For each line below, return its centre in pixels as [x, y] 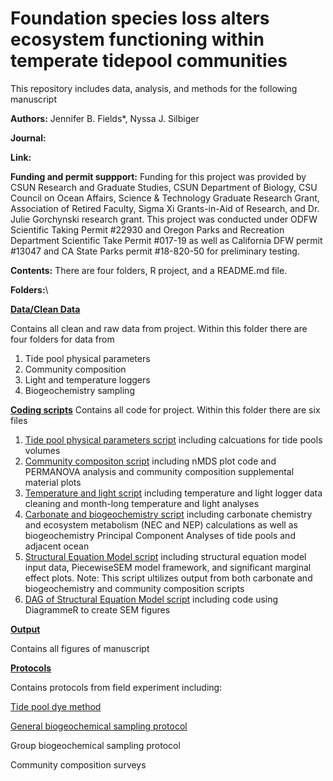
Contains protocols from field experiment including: [116, 687]
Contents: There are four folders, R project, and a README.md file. [149, 270]
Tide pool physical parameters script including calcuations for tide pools [173, 439]
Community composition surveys [78, 764]
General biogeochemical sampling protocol [99, 726]
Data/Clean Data [45, 309]
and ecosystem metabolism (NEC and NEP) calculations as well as [161, 524]
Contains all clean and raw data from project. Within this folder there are [159, 328]
